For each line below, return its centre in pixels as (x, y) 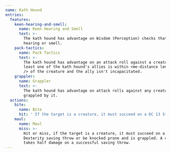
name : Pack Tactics (39, 53)
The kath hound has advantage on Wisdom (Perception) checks (90, 39)
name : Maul (30, 124)
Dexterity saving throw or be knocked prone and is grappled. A (93, 138)
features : (20, 19)
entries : (15, 15)
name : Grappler (35, 81)
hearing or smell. (43, 43)
